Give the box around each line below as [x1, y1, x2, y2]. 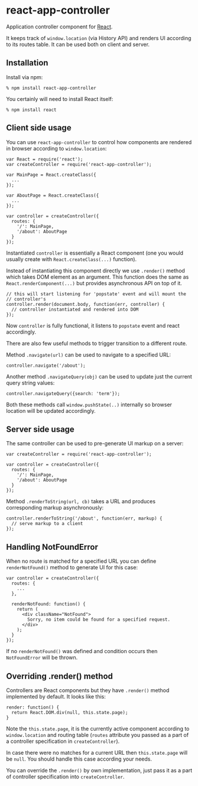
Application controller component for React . [6, 23, 113, 30]
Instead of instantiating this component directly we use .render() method [6, 267, 185, 274]
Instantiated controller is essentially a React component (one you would [6, 249, 184, 256]
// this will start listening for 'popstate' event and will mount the [6, 291, 186, 297]
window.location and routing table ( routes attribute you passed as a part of [6, 732, 189, 738]
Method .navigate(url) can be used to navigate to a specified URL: [6, 351, 171, 358]
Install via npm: [6, 73, 43, 80]
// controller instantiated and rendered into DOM [11, 306, 139, 312]
